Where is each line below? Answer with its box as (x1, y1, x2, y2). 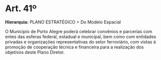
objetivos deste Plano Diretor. (5, 49, 65, 55)
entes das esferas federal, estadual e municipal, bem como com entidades (5, 34, 157, 40)
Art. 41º (5, 3, 37, 14)
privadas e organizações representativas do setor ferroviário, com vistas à (5, 39, 156, 44)
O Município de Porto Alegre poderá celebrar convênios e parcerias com (5, 28, 153, 34)
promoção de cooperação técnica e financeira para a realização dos (5, 44, 144, 50)
